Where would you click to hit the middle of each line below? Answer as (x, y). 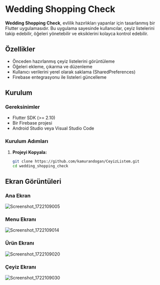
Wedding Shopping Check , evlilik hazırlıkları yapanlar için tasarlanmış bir (80, 23)
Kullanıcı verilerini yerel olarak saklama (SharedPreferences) (74, 72)
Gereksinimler (23, 107)
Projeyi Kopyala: (30, 152)
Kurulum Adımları (27, 142)
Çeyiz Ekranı (21, 267)
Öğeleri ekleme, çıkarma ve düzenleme (52, 66)
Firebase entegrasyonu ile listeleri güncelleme (59, 77)
